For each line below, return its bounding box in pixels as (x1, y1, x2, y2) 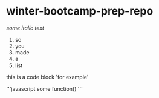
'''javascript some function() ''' (6, 85, 83, 92)
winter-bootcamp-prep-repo (6, 4, 154, 18)
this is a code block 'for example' (6, 73, 89, 80)
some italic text (6, 24, 44, 31)
